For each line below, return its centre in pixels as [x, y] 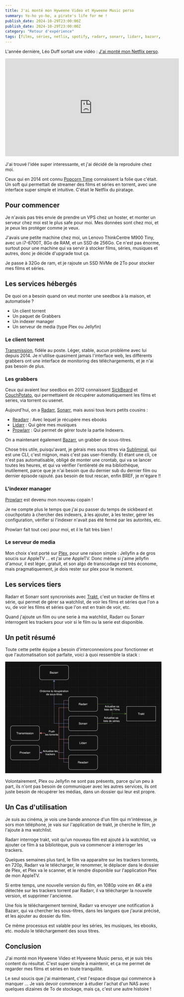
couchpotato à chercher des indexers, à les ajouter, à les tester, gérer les [80, 514]
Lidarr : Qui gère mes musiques [44, 425]
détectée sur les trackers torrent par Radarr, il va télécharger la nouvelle [79, 890]
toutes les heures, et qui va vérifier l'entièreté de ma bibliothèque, [72, 465]
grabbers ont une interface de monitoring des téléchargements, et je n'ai [79, 361]
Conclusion [23, 946]
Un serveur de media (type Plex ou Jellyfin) [57, 327]
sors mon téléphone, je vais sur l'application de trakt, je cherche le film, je [80, 825]
